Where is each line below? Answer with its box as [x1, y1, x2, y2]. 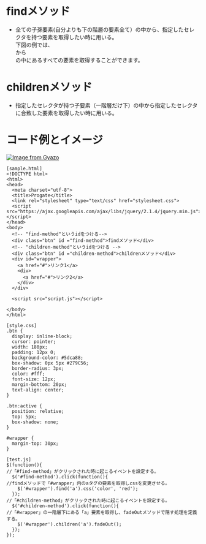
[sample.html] [6, 165, 43, 172]
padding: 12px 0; [12, 349, 56, 355]
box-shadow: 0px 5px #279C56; [12, 360, 89, 366]
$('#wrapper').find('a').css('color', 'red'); [17, 485, 139, 492]
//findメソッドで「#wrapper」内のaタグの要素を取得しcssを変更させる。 [6, 480, 170, 486]
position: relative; [12, 408, 64, 414]
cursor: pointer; [12, 338, 56, 345]
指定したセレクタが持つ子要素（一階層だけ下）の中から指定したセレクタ [15, 101, 198, 109]
